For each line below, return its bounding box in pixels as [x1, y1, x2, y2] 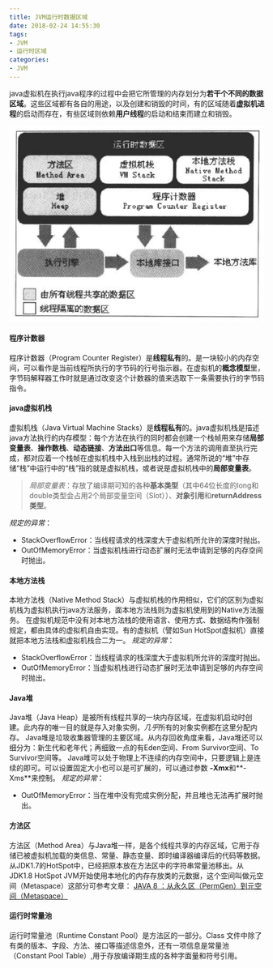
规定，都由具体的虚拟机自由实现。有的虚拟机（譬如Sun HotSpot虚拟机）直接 [9, 625, 265, 635]
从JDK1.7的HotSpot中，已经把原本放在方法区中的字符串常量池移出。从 [9, 860, 244, 870]
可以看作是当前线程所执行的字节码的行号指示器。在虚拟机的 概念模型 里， [23, 363, 265, 373]
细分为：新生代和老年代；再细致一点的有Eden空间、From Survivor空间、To [9, 743, 259, 753]
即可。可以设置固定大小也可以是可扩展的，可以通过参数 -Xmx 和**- [23, 763, 247, 773]
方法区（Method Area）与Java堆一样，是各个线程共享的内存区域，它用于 [9, 840, 254, 850]
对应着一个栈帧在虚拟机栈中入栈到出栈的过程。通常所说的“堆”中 [30, 453, 243, 463]
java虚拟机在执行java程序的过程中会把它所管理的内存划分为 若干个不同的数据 [9, 88, 264, 98]
